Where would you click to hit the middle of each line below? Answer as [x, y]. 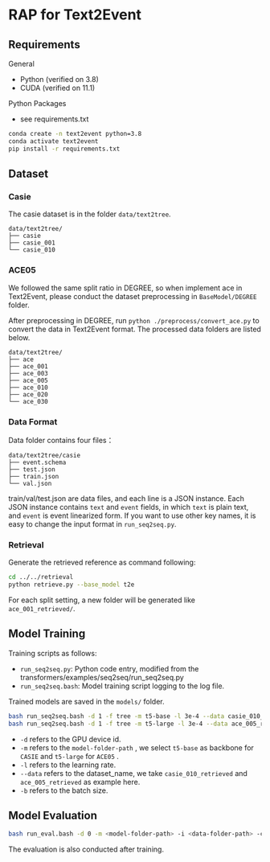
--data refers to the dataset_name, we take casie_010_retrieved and [133, 773]
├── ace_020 [28, 394]
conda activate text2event [53, 141]
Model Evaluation [53, 815]
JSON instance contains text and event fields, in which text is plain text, [129, 507]
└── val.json [30, 483]
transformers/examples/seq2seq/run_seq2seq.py [102, 677]
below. [19, 337]
